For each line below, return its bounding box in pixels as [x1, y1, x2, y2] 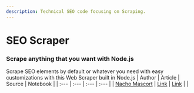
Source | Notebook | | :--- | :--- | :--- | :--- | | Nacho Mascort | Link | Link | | [6, 80, 189, 88]
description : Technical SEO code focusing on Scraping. [6, 8, 146, 15]
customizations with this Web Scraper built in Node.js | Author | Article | [6, 74, 180, 81]
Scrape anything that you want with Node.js [6, 54, 134, 63]
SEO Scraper [6, 33, 69, 47]
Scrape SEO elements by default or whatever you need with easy [6, 68, 163, 75]
